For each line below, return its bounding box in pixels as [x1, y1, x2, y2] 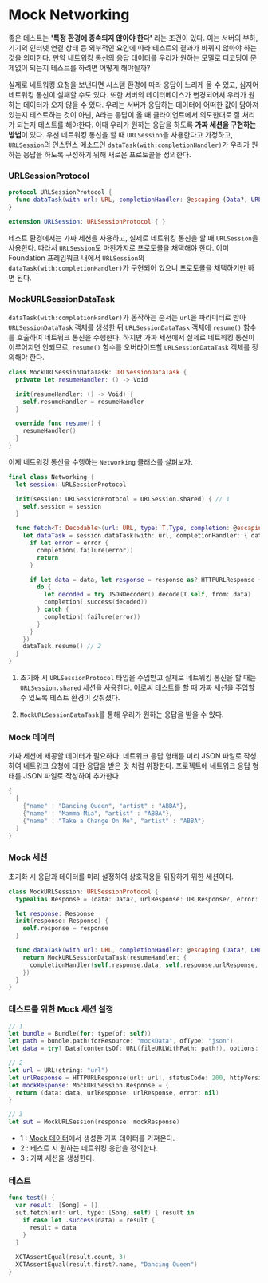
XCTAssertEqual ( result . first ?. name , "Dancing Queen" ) [15, 1261, 198, 1269]
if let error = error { [29, 539, 109, 548]
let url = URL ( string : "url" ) [8, 1066, 109, 1075]
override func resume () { [15, 419, 102, 428]
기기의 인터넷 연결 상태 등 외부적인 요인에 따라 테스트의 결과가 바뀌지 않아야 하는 [8, 42, 258, 53]
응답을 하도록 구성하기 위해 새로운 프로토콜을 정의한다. [22, 149, 191, 159]
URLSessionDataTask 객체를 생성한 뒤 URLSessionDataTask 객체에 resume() [8, 323, 242, 332]
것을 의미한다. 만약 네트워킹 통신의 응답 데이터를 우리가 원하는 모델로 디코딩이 [8, 53, 249, 62]
